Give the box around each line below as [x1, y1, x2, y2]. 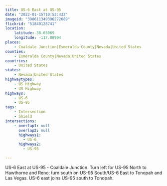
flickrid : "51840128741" [5, 21, 57, 26]
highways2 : [18, 142, 41, 147]
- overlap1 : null [14, 123, 50, 128]
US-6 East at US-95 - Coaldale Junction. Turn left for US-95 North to [5, 164, 147, 170]
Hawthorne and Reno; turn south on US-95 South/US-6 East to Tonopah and [5, 170, 163, 176]
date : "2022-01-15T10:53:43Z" [5, 12, 68, 17]
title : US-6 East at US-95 [5, 7, 61, 12]
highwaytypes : [5, 77, 35, 82]
